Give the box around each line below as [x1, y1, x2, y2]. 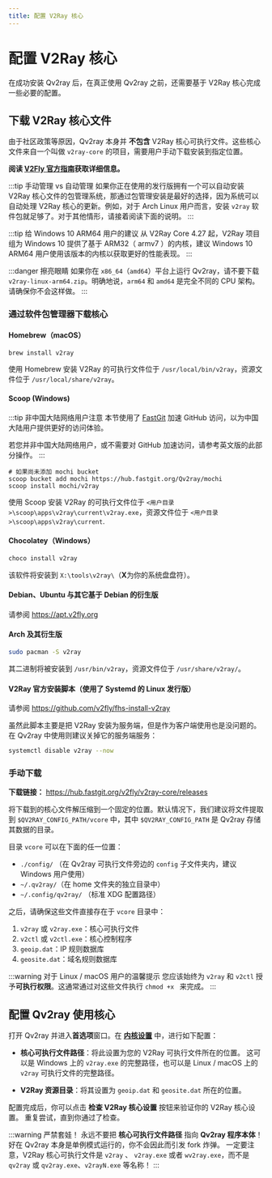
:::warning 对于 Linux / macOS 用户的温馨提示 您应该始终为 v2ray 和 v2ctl [8, 972, 254, 981]
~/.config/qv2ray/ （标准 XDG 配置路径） [19, 890, 160, 899]
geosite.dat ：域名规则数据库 [19, 955, 117, 964]
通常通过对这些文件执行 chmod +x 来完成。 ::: [64, 981, 217, 992]
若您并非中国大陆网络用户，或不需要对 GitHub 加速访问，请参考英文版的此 [8, 440, 256, 449]
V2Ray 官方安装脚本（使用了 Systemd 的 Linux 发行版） [8, 683, 196, 693]
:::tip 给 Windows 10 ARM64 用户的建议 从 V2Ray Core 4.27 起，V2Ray [8, 228, 244, 239]
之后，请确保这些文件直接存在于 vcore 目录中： [8, 907, 166, 916]
